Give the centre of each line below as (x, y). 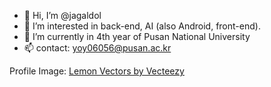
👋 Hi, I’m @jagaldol (62, 15)
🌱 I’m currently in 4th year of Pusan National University (137, 36)
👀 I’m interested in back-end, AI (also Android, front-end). (142, 26)
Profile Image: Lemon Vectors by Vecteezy (97, 71)
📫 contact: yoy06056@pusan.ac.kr (97, 48)
